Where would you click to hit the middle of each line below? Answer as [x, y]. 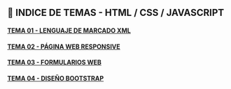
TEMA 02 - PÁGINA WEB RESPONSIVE [64, 47]
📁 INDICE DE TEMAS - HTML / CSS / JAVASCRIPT [116, 13]
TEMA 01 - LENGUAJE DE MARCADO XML [69, 30]
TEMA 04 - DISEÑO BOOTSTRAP [56, 78]
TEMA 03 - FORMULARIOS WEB [54, 63]
